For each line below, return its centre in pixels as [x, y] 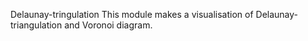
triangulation [36, 25]
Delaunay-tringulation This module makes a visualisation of [132, 14]
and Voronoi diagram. [108, 25]
